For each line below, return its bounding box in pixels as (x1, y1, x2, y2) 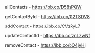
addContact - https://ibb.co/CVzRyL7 (5, 23, 81, 29)
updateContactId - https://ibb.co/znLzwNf (5, 33, 90, 38)
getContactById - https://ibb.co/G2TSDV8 (5, 14, 90, 19)
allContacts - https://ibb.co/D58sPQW (5, 4, 82, 10)
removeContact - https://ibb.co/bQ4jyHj (5, 42, 86, 48)
